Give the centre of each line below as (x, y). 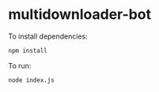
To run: (20, 65)
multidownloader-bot (80, 15)
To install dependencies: (48, 36)
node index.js (32, 80)
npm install (28, 50)
